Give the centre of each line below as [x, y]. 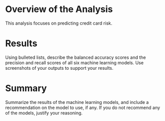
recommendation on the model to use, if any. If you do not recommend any [83, 107]
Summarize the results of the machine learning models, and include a [77, 102]
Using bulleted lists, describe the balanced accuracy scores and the [75, 57]
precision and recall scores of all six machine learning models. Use [74, 63]
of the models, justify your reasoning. [44, 113]
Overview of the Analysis [59, 9]
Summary [26, 88]
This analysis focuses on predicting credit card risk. [59, 23]
